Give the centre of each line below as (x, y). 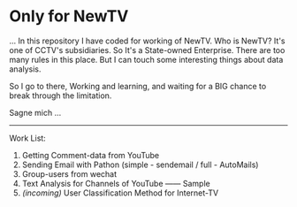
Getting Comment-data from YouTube (91, 155)
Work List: (27, 138)
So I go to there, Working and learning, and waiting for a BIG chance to (138, 86)
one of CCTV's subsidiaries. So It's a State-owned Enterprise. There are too (147, 50)
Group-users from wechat (69, 173)
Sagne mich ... (35, 112)
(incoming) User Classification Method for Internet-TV (120, 193)
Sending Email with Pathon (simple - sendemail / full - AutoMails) (140, 165)
